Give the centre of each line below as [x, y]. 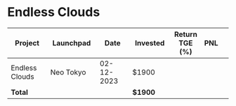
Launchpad [72, 43]
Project [27, 43]
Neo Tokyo [68, 72]
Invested [150, 43]
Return [186, 34]
